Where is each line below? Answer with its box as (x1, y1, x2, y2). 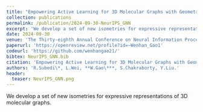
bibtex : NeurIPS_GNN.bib (6, 54, 69, 60)
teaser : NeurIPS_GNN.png (11, 76, 74, 82)
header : (6, 70, 26, 76)
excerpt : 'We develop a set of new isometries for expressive (6, 25, 166, 32)
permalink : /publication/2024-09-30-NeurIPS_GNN (6, 20, 131, 26)
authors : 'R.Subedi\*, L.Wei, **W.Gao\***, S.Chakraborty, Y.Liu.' (6, 64, 180, 71)
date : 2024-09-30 (6, 31, 50, 37)
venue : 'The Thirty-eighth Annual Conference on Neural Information (6, 37, 182, 43)
